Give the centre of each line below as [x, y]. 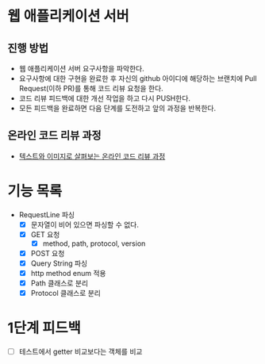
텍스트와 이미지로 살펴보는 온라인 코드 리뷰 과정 [92, 156]
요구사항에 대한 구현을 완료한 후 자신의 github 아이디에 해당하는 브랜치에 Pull [138, 79]
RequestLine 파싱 [47, 214]
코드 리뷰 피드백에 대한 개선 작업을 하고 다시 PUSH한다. [105, 98]
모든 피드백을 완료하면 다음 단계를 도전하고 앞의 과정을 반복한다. [117, 108]
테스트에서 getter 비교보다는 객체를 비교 [81, 352]
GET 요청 [45, 234]
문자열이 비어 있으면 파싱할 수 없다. [85, 224]
